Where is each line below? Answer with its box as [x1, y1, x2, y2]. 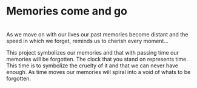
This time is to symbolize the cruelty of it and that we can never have [6, 62, 179, 69]
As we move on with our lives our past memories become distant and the [6, 30, 189, 38]
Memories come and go [6, 4, 127, 18]
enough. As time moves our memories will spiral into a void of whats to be [6, 68, 191, 75]
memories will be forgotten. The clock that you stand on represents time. [6, 55, 188, 63]
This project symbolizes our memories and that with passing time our [6, 49, 179, 56]
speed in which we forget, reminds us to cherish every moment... [6, 37, 169, 44]
